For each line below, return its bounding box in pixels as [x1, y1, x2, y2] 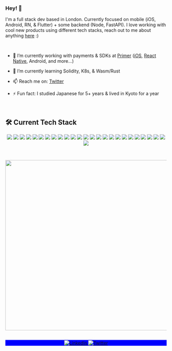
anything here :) [5, 33, 39, 39]
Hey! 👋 [5, 5, 22, 12]
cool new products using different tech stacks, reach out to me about [5, 27, 151, 33]
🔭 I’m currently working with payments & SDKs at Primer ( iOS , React [12, 52, 156, 59]
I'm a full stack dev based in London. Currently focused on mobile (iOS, [5, 16, 156, 23]
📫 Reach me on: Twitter [12, 78, 64, 84]
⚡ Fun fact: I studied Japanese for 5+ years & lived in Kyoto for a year [12, 90, 160, 97]
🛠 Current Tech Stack [5, 118, 77, 126]
